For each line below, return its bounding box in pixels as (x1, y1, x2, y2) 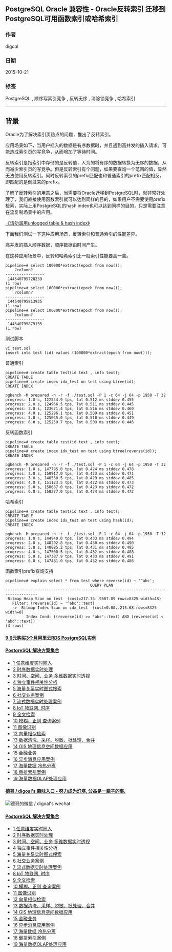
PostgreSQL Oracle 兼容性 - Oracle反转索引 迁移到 (5, 5, 166, 14)
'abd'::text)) (5, 619, 36, 624)
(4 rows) (5, 623, 24, 628)
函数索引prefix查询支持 (5, 568, 54, 574)
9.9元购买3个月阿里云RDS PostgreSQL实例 (5, 634, 96, 641)
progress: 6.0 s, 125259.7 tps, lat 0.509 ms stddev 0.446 (5, 420, 134, 425)
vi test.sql (5, 346, 31, 351)
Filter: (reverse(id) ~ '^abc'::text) (12, 601, 95, 606)
